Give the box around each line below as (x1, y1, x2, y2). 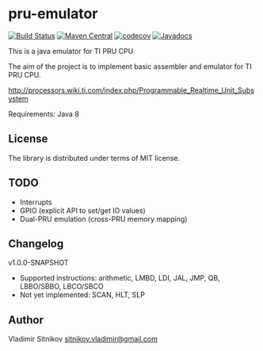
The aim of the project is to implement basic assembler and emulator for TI (8, 61, 252, 71)
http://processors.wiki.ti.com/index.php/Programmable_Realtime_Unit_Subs (8, 85, 255, 95)
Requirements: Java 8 (8, 109, 79, 119)
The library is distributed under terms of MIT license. (8, 153, 181, 162)
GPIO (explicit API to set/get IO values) (19, 205, 147, 215)
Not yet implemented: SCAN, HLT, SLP (19, 290, 145, 299)
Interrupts (19, 197, 52, 207)
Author (8, 313, 44, 326)
